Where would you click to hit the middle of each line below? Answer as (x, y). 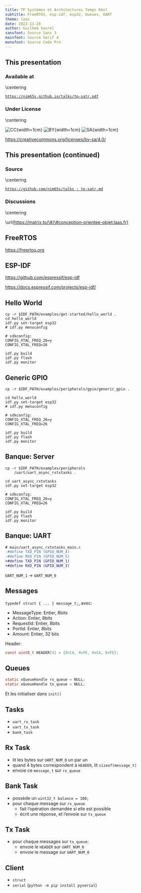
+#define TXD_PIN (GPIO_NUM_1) (37, 561)
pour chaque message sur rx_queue (49, 803)
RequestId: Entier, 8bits (36, 623)
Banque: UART (28, 536)
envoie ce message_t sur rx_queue (46, 770)
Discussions (20, 201)
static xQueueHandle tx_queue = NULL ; (45, 684)
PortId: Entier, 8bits (32, 628)
